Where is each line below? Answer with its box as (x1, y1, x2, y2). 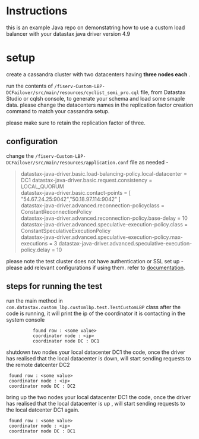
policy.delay (20, 246, 50, 253)
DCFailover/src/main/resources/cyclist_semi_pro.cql (6, 89, 140, 96)
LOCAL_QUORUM (20, 183, 64, 190)
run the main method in (6, 297, 64, 304)
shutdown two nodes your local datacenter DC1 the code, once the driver (6, 348, 185, 356)
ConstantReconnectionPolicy (20, 208, 92, 215)
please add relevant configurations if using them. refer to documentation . (6, 264, 185, 271)
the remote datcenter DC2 (6, 361, 70, 368)
